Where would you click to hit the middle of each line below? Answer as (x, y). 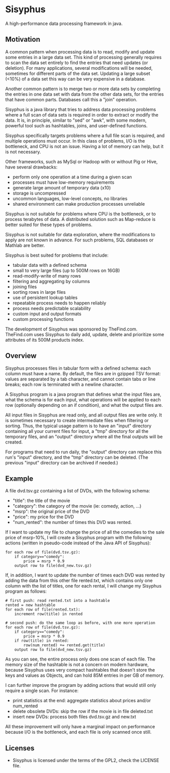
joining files (25, 287)
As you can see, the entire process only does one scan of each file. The (80, 659)
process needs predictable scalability (52, 308)
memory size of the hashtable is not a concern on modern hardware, (77, 665)
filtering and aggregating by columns (51, 281)
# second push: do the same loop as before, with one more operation (80, 623)
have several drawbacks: (31, 167)
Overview (21, 356)
